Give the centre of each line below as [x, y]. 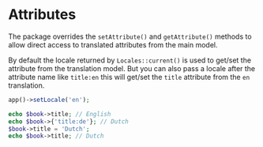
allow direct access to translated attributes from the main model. [113, 44]
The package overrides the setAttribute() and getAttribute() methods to [130, 36]
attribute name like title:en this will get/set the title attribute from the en [129, 77]
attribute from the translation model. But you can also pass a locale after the [132, 68]
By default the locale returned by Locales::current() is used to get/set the [130, 60]
